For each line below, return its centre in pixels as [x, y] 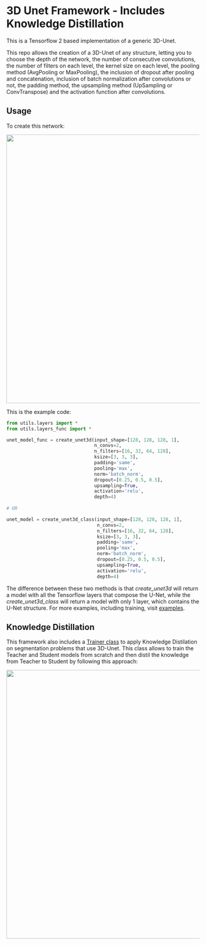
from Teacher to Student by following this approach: [72, 661]
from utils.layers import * [42, 423]
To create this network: [36, 126]
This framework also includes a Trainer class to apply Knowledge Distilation [102, 642]
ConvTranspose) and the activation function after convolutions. [86, 91]
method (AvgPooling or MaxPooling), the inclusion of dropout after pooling [100, 72]
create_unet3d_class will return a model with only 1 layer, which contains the [103, 601]
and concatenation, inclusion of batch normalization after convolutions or [99, 79]
